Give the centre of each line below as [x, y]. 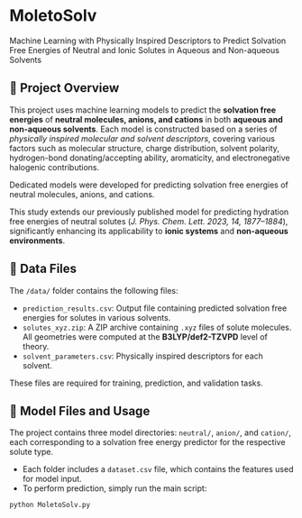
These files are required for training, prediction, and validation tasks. [136, 383]
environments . [37, 241]
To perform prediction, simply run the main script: [114, 488]
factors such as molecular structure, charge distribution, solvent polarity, [144, 148]
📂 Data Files [43, 269]
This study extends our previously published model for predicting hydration [149, 212]
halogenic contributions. [55, 167]
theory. [36, 346]
